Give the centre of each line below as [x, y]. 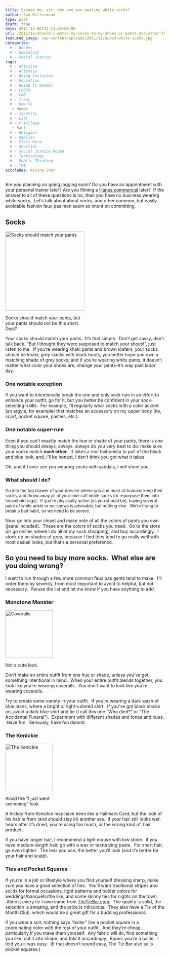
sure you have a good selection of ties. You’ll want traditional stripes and [81, 886]
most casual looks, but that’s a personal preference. [59, 542]
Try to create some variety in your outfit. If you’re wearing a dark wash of [82, 701]
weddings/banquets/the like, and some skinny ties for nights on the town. [82, 896]
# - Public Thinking [31, 161]
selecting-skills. [22, 406]
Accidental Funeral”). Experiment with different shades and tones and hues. [85, 717]
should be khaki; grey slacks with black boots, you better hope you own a [82, 355]
